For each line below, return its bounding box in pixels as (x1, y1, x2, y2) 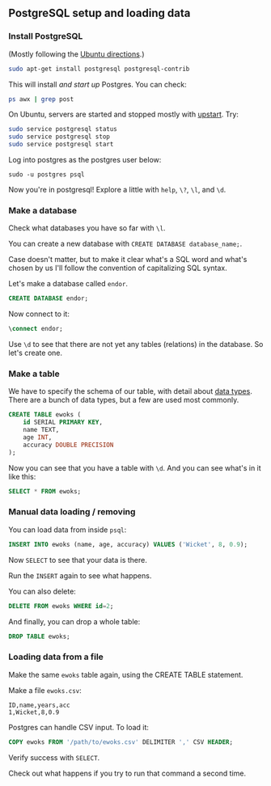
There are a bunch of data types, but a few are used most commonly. (8, 395, 239, 405)
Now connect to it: (8, 309, 70, 319)
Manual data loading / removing (8, 506, 136, 518)
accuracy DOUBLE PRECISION (23, 441, 114, 449)
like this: (8, 471, 36, 481)
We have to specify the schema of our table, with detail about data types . (8, 387, 252, 396)
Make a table (8, 368, 60, 379)
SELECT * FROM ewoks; (8, 487, 82, 496)
